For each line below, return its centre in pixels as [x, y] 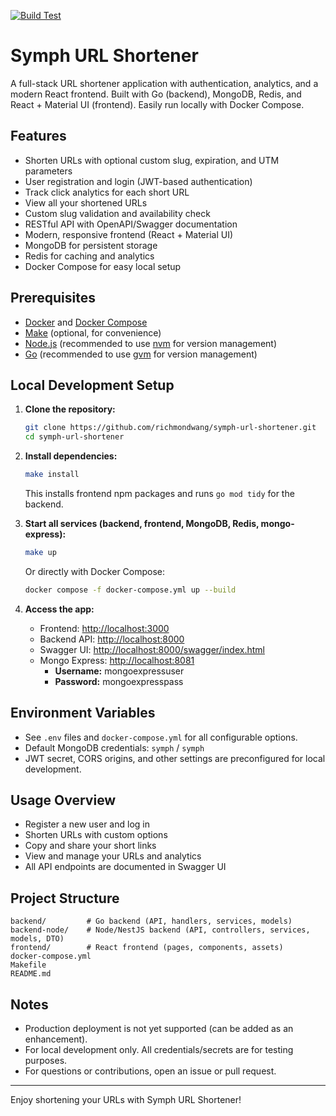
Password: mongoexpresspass [119, 681]
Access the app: [59, 609]
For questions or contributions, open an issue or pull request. [150, 1071]
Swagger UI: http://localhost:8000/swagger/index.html [152, 649]
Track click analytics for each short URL [107, 192]
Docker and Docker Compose [86, 322]
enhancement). [56, 1039]
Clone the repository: [70, 409]
